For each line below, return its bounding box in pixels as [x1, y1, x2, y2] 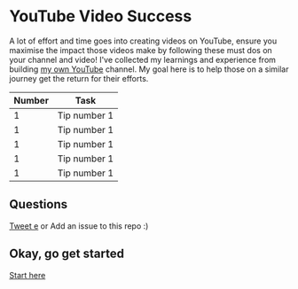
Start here [9, 269, 46, 280]
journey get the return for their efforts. [9, 73, 149, 83]
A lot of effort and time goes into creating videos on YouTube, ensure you [9, 35, 278, 46]
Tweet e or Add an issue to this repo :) [9, 220, 149, 231]
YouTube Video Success [9, 6, 192, 27]
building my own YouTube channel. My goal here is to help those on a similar [9, 64, 289, 74]
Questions [9, 197, 68, 212]
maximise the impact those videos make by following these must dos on [9, 44, 272, 55]
